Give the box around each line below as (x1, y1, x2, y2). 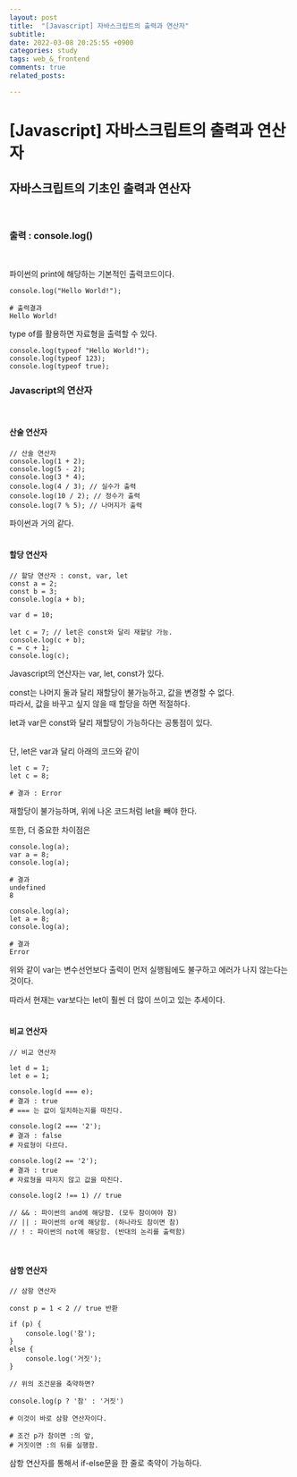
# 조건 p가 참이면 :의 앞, (9, 1431, 95, 1440)
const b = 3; (9, 587, 58, 595)
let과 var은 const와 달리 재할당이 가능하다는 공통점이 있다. (9, 717, 213, 728)
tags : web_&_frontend (9, 55, 90, 63)
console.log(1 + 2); (9, 457, 87, 466)
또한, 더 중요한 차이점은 (9, 824, 91, 835)
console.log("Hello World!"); (9, 287, 123, 296)
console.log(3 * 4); (9, 472, 87, 481)
